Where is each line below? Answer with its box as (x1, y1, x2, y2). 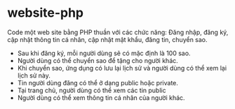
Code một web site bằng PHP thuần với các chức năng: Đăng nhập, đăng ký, (7, 28, 229, 36)
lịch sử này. (17, 71, 51, 80)
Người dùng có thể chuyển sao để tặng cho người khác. (17, 56, 179, 64)
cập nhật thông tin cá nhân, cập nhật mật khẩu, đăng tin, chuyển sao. (7, 35, 208, 43)
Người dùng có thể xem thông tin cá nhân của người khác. (17, 93, 185, 102)
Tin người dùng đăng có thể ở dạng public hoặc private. (17, 78, 179, 87)
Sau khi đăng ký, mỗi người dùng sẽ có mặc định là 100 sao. (17, 49, 191, 57)
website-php (7, 5, 84, 21)
